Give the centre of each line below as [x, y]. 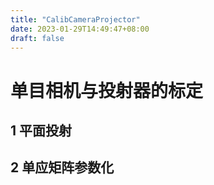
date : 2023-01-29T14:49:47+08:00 [80, 29]
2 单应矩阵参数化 [62, 167]
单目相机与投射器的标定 [107, 90]
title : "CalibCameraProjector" [75, 19]
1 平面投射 [41, 130]
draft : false [37, 38]
